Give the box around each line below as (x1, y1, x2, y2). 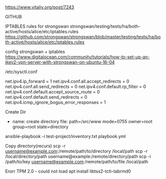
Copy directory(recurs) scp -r (5, 143, 66, 149)
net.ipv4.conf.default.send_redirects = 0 (5, 94, 87, 100)
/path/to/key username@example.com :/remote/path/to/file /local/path (5, 159, 149, 165)
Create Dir (5, 109, 26, 115)
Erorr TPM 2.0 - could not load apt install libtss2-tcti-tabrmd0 (5, 168, 131, 174)
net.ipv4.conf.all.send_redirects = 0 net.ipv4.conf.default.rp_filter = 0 (5, 84, 147, 89)
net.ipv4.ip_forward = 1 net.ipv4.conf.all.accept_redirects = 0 (5, 79, 129, 84)
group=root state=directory (12, 124, 69, 130)
